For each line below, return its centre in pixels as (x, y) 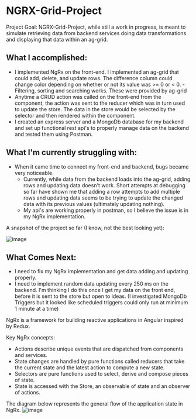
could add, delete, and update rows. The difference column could (93, 78)
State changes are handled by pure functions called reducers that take (99, 362)
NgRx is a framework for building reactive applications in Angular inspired (95, 320)
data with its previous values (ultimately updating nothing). (94, 204)
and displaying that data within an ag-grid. (57, 39)
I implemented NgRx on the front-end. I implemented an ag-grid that (97, 72)
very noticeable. (34, 173)
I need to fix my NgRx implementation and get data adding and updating (101, 272)
